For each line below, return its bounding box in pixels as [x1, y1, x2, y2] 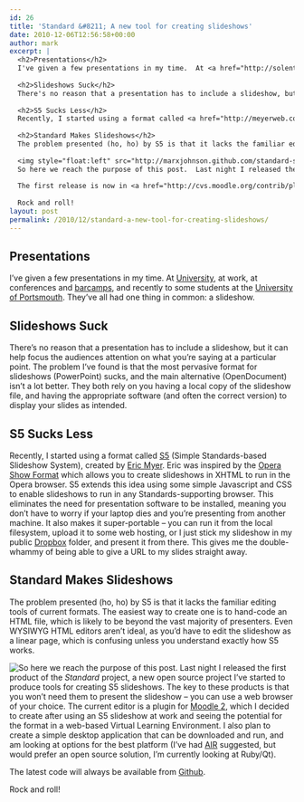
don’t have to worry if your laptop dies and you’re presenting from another [9, 508, 287, 519]
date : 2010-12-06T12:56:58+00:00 [9, 30, 136, 39]
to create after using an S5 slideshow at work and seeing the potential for [9, 710, 283, 721]
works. [9, 644, 35, 655]
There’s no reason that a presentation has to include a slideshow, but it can [9, 342, 289, 353]
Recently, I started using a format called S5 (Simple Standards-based [9, 450, 267, 462]
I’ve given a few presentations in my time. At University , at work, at [9, 272, 258, 283]
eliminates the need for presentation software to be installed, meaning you [9, 499, 287, 510]
